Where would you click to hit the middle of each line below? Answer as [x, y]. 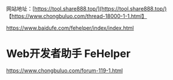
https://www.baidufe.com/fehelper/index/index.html [70, 28]
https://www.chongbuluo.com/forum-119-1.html [65, 71]
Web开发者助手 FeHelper [68, 54]
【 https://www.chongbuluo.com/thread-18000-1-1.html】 [77, 16]
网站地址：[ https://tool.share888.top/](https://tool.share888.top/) [86, 9]
